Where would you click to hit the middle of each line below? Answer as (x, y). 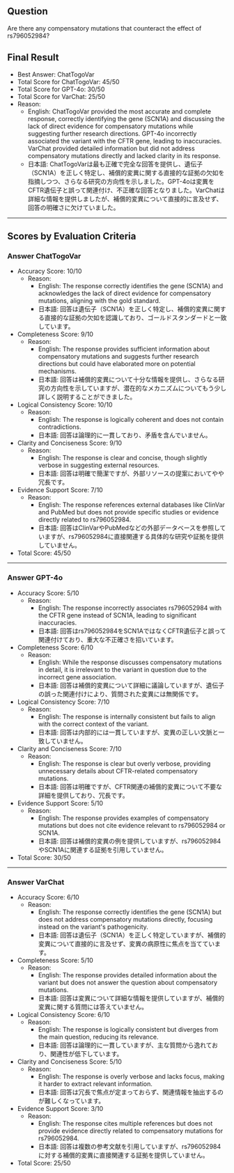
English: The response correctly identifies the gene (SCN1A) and (131, 286)
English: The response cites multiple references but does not (125, 1123)
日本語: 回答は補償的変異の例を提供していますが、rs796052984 (130, 841)
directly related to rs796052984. (85, 520)
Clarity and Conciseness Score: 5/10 (69, 1062)
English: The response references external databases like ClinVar (131, 505)
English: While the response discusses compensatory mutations (130, 662)
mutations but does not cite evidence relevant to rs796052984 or (132, 825)
